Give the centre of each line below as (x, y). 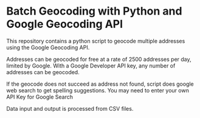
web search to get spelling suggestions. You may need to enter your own (98, 90)
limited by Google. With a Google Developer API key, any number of (91, 66)
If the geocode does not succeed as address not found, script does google (100, 84)
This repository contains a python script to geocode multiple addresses (96, 41)
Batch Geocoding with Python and (94, 11)
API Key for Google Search (40, 97)
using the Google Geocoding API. (48, 47)
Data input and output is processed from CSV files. (70, 108)
